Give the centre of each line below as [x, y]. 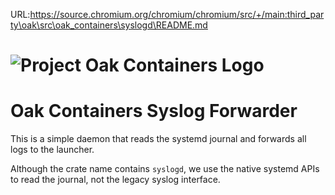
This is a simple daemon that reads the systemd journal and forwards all [158, 139]
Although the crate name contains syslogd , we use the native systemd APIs [165, 169]
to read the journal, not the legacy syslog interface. [115, 180]
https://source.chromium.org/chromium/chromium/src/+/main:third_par [177, 14]
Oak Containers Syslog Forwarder [154, 111]
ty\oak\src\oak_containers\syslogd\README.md [109, 25]
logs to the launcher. [52, 150]
